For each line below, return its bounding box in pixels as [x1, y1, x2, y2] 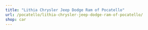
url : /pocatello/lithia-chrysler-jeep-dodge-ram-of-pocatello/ [5, 12, 143, 17]
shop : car [5, 17, 27, 22]
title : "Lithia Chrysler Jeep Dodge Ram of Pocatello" [5, 7, 125, 13]
